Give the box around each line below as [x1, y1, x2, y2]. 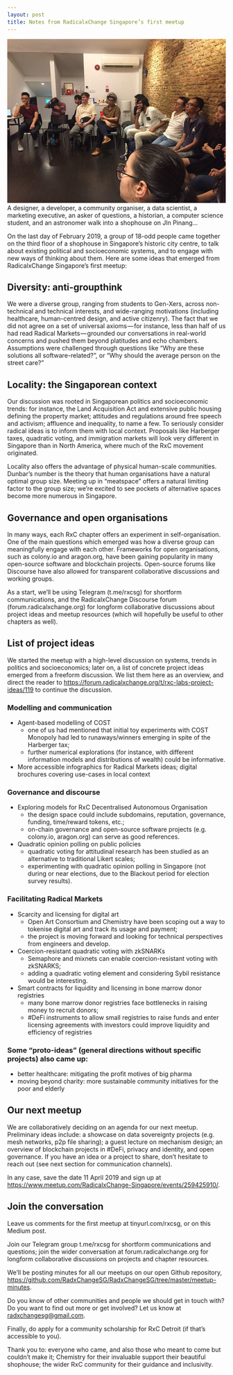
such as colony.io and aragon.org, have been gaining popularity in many [7, 552, 214, 561]
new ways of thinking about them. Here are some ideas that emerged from [7, 254, 220, 262]
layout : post [7, 11, 45, 18]
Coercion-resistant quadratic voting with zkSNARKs [17, 947, 165, 955]
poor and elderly [17, 1084, 65, 1093]
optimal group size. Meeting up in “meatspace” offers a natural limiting [7, 477, 209, 486]
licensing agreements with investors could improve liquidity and [27, 1020, 210, 1029]
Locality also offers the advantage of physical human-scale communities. [7, 462, 217, 471]
